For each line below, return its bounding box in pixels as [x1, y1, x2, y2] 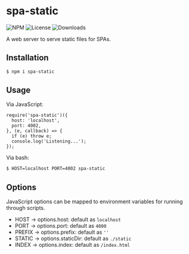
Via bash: [6, 154, 30, 162]
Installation [6, 52, 49, 63]
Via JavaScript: [6, 101, 44, 108]
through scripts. [6, 205, 45, 212]
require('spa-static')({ [6, 112, 68, 119]
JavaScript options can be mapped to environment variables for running [6, 198, 183, 205]
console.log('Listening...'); [11, 138, 86, 144]
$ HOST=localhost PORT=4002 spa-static [6, 166, 106, 172]
